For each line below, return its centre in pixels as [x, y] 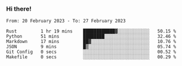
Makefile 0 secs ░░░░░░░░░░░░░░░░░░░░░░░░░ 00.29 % [91, 57]
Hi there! [19, 9]
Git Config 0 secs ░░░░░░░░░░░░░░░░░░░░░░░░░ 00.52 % [91, 52]
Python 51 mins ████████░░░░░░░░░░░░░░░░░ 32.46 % [91, 37]
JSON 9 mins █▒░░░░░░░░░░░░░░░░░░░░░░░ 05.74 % [91, 47]
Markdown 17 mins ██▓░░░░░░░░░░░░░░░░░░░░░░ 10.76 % [91, 42]
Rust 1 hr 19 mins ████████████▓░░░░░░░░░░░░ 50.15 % [91, 31]
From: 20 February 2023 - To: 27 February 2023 [66, 21]
